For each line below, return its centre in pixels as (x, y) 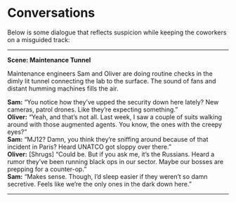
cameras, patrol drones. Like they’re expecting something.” (93, 109)
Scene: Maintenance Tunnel (49, 60)
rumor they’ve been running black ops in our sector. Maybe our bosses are (116, 161)
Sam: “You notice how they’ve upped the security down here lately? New (113, 102)
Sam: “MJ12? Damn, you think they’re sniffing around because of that (108, 139)
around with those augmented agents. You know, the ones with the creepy (115, 124)
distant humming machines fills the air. (63, 88)
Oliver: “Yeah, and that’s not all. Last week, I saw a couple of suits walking (115, 116)
